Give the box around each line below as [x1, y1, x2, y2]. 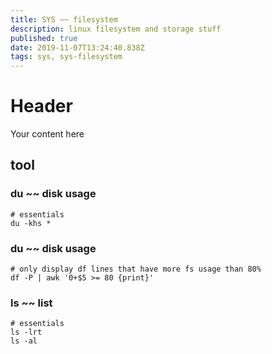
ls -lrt [10, 327, 43, 338]
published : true [10, 33, 78, 43]
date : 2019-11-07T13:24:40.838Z [10, 42, 145, 53]
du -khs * [10, 218, 52, 228]
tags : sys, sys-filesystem [10, 52, 123, 62]
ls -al [10, 336, 38, 346]
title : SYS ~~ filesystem [10, 14, 118, 25]
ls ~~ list [10, 296, 53, 310]
